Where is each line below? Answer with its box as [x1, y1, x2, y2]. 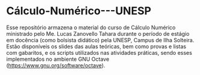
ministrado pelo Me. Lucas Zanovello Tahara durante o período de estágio [6, 30, 190, 37]
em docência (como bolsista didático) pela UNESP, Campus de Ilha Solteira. [6, 36, 195, 43]
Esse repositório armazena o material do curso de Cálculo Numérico [6, 24, 176, 31]
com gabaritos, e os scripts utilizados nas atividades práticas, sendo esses [6, 49, 193, 56]
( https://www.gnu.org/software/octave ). [6, 61, 105, 69]
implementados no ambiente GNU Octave [6, 55, 110, 62]
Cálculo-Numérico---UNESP [6, 4, 152, 18]
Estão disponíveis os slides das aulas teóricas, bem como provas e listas [6, 43, 187, 50]
